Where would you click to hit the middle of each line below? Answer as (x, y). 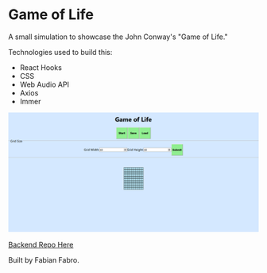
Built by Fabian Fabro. (44, 260)
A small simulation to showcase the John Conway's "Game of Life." (118, 37)
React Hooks (41, 67)
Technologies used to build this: (60, 52)
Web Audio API (44, 84)
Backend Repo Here (41, 245)
